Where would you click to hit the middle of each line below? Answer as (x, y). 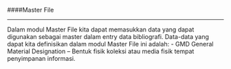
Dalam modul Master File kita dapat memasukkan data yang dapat (101, 29)
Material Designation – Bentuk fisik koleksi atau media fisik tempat (101, 51)
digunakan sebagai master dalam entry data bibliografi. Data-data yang (108, 37)
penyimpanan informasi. (41, 58)
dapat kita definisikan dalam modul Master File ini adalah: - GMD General (110, 44)
